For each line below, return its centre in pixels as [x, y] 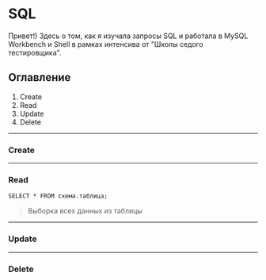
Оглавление [40, 77]
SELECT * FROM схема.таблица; [58, 196]
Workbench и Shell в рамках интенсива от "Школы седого [106, 44]
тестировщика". [35, 52]
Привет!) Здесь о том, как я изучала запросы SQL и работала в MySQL [128, 36]
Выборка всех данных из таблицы [85, 211]
